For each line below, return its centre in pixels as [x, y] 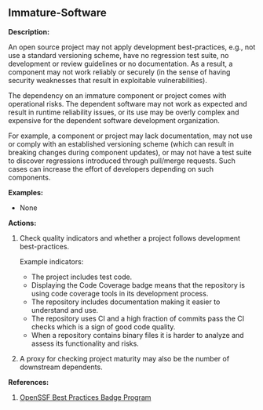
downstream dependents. [61, 367]
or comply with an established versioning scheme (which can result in [121, 143]
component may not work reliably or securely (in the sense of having [119, 72]
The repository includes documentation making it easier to [126, 302]
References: [29, 382]
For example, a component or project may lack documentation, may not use [130, 136]
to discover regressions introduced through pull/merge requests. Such [122, 161]
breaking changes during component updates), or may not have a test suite [130, 152]
